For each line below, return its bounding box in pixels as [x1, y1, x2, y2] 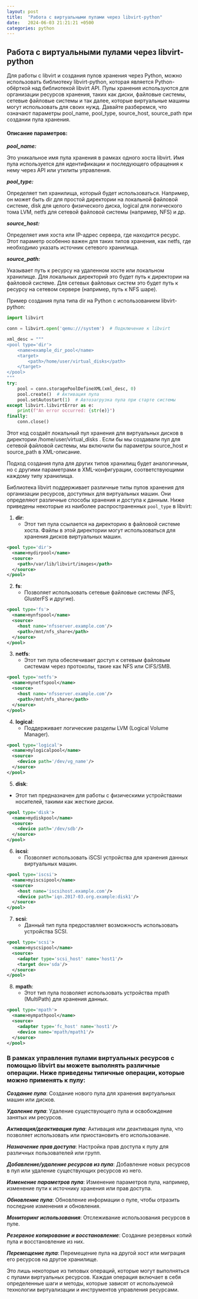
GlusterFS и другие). [24, 595, 75, 602]
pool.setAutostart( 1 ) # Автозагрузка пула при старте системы [17, 397, 176, 403]
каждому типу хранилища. [6, 473, 74, 480]
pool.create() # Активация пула [17, 391, 100, 397]
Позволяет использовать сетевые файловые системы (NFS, [24, 589, 176, 596]
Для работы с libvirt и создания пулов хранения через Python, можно [6, 72, 182, 79]
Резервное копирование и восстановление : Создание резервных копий [6, 1232, 192, 1239]
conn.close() [17, 419, 49, 425]
